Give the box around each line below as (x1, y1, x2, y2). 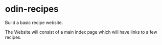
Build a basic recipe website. (5, 20, 63, 25)
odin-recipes (5, 3, 59, 15)
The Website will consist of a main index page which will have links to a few (5, 29, 158, 35)
